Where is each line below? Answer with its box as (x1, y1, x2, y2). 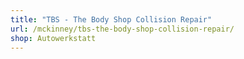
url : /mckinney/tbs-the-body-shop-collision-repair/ (10, 24, 235, 34)
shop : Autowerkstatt (10, 33, 97, 43)
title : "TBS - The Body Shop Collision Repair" (10, 14, 213, 25)
